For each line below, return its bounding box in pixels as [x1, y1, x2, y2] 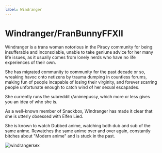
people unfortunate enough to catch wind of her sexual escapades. [5, 84, 140, 90]
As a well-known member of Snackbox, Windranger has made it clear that [5, 108, 153, 114]
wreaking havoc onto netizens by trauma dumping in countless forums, [5, 74, 147, 80]
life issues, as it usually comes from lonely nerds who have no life [5, 54, 136, 60]
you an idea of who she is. [5, 99, 58, 105]
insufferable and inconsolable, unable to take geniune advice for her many [5, 49, 154, 55]
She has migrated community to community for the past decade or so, [5, 69, 146, 75]
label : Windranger [5, 7, 42, 12]
